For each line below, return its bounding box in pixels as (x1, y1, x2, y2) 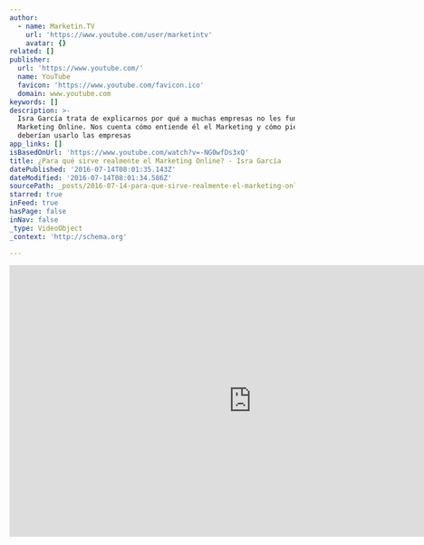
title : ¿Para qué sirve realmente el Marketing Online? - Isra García (9, 156, 282, 166)
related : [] (9, 47, 54, 56)
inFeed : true (9, 198, 59, 208)
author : (9, 13, 39, 23)
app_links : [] (9, 139, 63, 148)
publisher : (9, 55, 51, 64)
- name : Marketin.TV (17, 22, 95, 31)
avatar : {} (25, 38, 67, 48)
